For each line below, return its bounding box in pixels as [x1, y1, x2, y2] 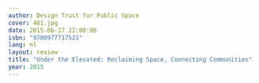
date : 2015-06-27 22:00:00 [8, 26, 97, 34]
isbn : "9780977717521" [8, 33, 83, 42]
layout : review [8, 48, 58, 56]
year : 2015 [8, 63, 44, 71]
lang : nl [8, 41, 37, 49]
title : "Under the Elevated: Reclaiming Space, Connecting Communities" [8, 56, 253, 64]
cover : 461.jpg [8, 19, 58, 27]
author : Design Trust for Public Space [8, 11, 140, 20]
